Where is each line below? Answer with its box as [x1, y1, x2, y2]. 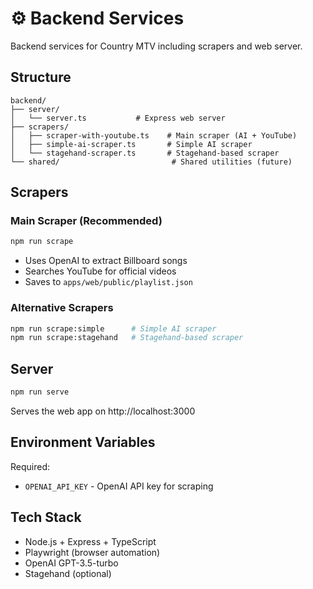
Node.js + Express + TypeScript [24, 535, 157, 547]
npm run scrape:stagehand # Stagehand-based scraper [10, 333, 244, 343]
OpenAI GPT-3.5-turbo [24, 557, 119, 569]
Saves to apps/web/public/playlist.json [24, 276, 193, 288]
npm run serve [10, 387, 70, 397]
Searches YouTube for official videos [24, 265, 177, 277]
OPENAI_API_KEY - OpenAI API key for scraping [24, 480, 214, 492]
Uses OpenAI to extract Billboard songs [24, 255, 188, 267]
